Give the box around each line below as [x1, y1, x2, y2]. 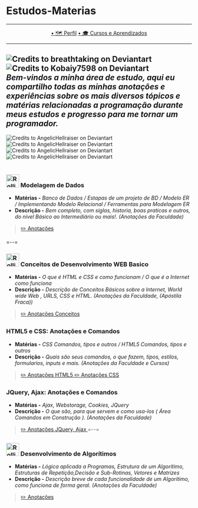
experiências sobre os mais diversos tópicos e [6, 91, 181, 101]
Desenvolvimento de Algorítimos [20, 449, 117, 457]
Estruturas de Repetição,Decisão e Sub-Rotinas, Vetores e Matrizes [14, 469, 180, 476]
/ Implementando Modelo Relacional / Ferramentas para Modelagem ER [14, 201, 190, 208]
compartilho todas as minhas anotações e [6, 82, 166, 92]
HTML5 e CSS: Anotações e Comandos [6, 327, 120, 336]
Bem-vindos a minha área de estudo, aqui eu [6, 72, 175, 83]
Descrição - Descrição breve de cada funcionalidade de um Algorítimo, [14, 476, 190, 483]
